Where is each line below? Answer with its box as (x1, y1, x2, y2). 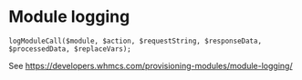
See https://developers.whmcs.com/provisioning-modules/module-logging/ (8, 60, 293, 71)
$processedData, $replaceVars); (8, 44, 131, 54)
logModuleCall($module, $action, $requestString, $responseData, (8, 36, 262, 45)
